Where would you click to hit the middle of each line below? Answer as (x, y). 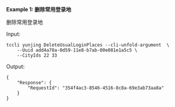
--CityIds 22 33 (37, 56)
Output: (16, 66)
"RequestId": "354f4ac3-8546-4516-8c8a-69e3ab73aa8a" (96, 88)
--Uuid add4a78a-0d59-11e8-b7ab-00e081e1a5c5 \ (77, 50)
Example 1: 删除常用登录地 (39, 9)
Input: (13, 34)
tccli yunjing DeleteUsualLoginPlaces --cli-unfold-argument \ (88, 45)
